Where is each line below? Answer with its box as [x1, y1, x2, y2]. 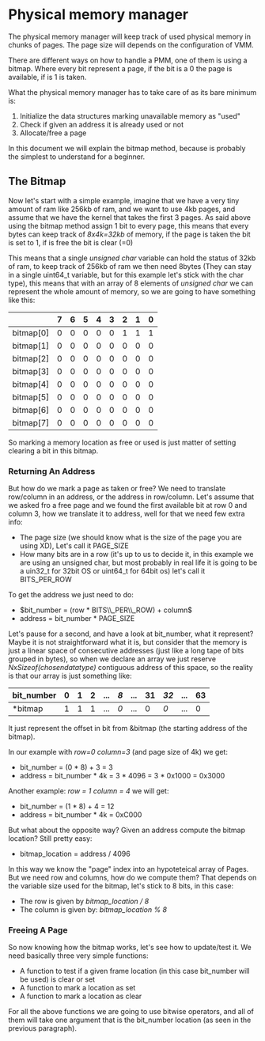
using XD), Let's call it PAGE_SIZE [19, 541, 129, 551]
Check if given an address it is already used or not [19, 119, 184, 129]
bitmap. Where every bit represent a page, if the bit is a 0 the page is [8, 63, 233, 73]
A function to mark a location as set [19, 983, 136, 993]
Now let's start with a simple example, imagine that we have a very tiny [8, 195, 240, 205]
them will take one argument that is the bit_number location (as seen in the [8, 1015, 252, 1025]
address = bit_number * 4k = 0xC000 [19, 810, 142, 820]
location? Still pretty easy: [8, 834, 93, 843]
